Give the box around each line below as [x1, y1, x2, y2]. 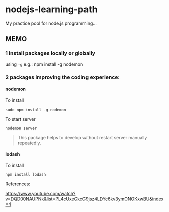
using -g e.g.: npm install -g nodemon [5, 61, 83, 67]
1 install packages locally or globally [5, 50, 96, 57]
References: [5, 181, 30, 187]
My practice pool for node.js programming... [5, 20, 97, 26]
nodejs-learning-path [5, 4, 98, 15]
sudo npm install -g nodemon [5, 107, 66, 112]
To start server [5, 116, 36, 122]
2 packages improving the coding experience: [5, 74, 120, 81]
